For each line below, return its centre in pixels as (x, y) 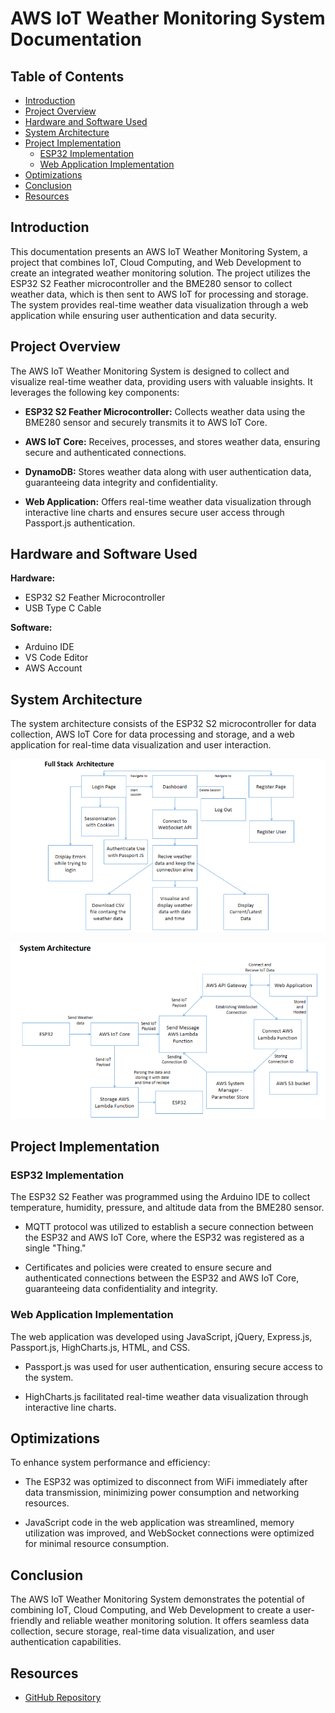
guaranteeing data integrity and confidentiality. (121, 482)
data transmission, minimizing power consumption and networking (162, 1493)
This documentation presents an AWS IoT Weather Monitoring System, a (159, 251)
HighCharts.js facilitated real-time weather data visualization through (166, 1396)
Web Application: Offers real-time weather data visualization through (168, 501)
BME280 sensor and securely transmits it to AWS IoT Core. (146, 422)
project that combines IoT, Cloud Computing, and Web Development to (156, 262)
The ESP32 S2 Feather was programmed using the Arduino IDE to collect (160, 1197)
